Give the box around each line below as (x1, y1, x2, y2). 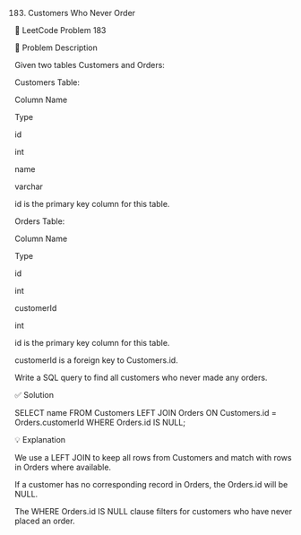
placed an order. (14, 515, 75, 526)
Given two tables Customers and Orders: (14, 60, 165, 70)
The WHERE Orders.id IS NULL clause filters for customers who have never (14, 506, 293, 516)
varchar (14, 181, 44, 192)
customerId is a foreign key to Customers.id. (14, 355, 178, 366)
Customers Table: (14, 77, 80, 88)
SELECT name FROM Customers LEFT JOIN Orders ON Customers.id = (14, 408, 277, 418)
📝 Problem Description (14, 42, 98, 53)
